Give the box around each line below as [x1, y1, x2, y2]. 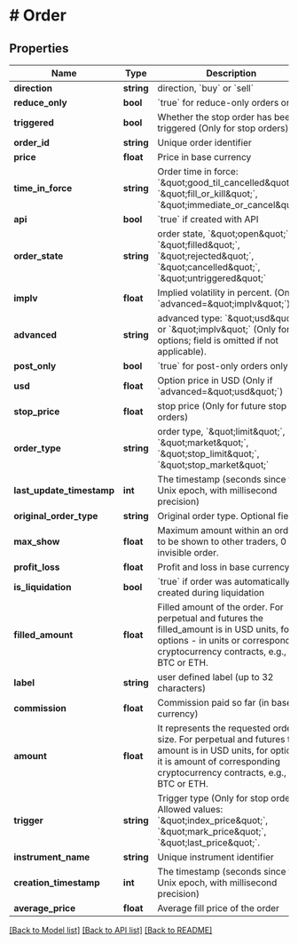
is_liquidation [13, 581, 72, 593]
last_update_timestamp [13, 484, 115, 496]
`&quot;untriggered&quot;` [157, 272, 267, 284]
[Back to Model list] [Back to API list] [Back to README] [9, 925, 213, 935]
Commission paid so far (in [157, 697, 270, 708]
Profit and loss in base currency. [157, 561, 293, 573]
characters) [157, 682, 207, 694]
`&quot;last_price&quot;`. [157, 836, 261, 849]
